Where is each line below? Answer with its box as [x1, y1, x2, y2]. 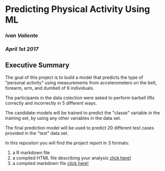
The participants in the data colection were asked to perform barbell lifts [5, 94, 154, 101]
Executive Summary [5, 61, 70, 70]
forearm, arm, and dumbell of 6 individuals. [5, 85, 94, 91]
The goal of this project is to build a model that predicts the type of [5, 74, 143, 80]
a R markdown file [12, 149, 50, 155]
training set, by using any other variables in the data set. [5, 115, 121, 121]
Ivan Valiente [5, 32, 39, 39]
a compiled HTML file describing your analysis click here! [12, 154, 131, 161]
